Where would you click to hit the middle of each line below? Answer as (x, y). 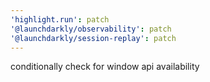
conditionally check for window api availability (105, 67)
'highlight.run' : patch (60, 19)
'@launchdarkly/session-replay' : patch (93, 38)
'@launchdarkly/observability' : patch (91, 29)
